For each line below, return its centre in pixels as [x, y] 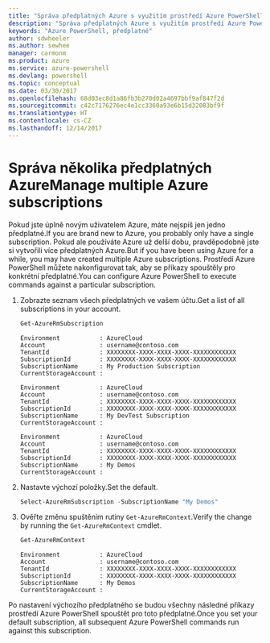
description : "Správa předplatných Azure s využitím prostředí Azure [127, 23]
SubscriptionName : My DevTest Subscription [105, 416]
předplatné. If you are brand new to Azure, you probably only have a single [131, 233]
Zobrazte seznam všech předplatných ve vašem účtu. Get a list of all [132, 300]
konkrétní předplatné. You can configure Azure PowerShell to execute [123, 276]
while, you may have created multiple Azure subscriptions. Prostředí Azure [132, 259]
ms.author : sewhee [39, 46]
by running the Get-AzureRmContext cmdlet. [91, 525]
